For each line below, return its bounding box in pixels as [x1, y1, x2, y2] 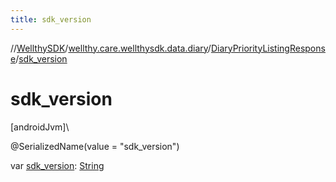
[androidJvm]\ [10, 121, 70, 133]
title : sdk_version [10, 14, 92, 25]
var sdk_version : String [10, 159, 105, 171]
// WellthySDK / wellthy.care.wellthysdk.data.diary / [10, 42, 212, 54]
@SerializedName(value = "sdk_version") [10, 140, 180, 152]
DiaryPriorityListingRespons [210, 42, 326, 54]
